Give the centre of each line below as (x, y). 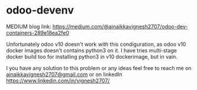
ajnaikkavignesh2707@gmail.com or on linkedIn (64, 74)
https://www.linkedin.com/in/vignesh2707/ (58, 81)
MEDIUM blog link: (29, 26)
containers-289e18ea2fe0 (38, 32)
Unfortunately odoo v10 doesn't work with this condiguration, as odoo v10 (96, 44)
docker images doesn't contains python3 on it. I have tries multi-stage (92, 50)
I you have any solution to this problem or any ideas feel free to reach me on (99, 68)
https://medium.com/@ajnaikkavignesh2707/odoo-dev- (120, 26)
